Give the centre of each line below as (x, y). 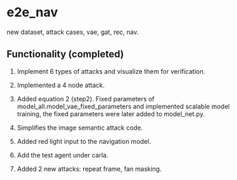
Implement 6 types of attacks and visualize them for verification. (111, 71)
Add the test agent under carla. (62, 155)
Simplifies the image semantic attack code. (80, 128)
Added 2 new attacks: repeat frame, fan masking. (89, 169)
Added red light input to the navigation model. (84, 141)
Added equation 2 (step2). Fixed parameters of (86, 99)
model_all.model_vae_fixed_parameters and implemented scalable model (123, 106)
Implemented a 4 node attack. (61, 85)
